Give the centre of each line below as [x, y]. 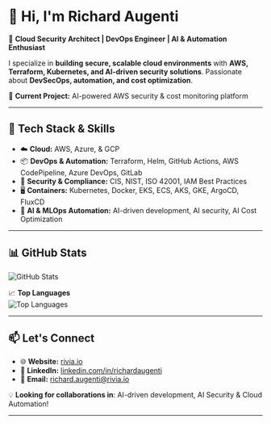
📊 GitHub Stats [48, 253]
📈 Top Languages [40, 292]
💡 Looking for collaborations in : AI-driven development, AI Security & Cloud [135, 395]
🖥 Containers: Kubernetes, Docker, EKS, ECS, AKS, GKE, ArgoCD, [129, 190]
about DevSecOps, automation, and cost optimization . [101, 80]
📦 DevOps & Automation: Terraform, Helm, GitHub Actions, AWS [129, 161]
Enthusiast [27, 47]
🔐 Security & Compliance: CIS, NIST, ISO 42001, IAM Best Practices [133, 181]
